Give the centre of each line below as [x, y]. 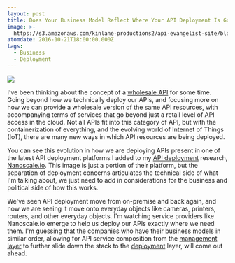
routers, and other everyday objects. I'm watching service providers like [111, 216]
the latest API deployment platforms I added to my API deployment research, [117, 157]
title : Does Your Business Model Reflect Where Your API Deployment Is [114, 20]
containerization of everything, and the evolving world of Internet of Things [115, 129]
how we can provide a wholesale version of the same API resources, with [113, 107]
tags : [15, 46]
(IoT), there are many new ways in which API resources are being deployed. [116, 136]
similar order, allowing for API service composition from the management [112, 238]
